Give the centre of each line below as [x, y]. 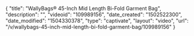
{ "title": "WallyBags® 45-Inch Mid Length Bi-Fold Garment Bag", [84, 8]
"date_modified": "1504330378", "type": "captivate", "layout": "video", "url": [97, 21]
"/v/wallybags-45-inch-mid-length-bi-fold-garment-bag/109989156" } [91, 27]
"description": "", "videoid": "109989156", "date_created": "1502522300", [94, 15]
